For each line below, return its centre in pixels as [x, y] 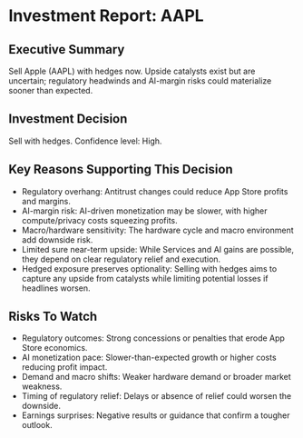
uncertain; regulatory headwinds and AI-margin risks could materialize [140, 81]
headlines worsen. [56, 288]
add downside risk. [57, 239]
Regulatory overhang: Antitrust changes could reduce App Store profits [155, 191]
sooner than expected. [51, 90]
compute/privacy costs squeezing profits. [99, 220]
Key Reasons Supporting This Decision [121, 169]
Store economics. [54, 348]
